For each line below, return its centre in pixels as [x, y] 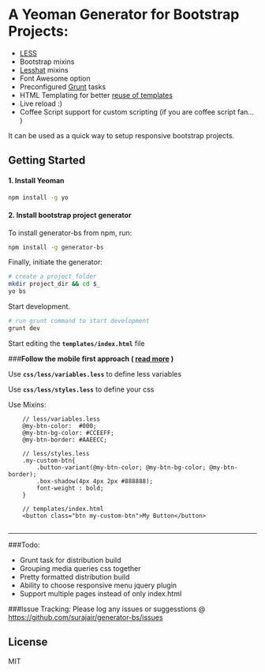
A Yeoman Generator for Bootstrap [124, 15]
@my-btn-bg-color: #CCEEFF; [68, 433]
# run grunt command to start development [79, 321]
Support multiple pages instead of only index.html [101, 593]
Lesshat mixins [44, 69]
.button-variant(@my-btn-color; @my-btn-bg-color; [121, 467]
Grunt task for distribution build [70, 560]
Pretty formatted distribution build [75, 576]
